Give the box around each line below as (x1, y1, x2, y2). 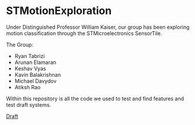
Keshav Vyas (14, 65, 46, 72)
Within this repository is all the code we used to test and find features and (6, 95, 184, 102)
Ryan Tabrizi (14, 52, 45, 59)
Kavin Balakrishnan (14, 71, 61, 78)
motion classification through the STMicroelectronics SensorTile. (6, 29, 162, 36)
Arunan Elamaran (14, 59, 57, 66)
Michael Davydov (14, 77, 57, 85)
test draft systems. (6, 101, 52, 108)
